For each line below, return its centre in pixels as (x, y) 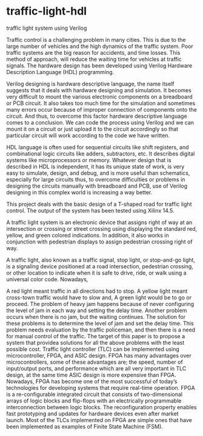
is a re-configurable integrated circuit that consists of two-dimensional (95, 394)
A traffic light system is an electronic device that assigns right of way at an (99, 222)
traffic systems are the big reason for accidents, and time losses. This (93, 52)
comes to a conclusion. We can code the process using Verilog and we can (100, 122)
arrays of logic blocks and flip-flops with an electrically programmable (94, 400)
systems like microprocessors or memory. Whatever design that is (89, 160)
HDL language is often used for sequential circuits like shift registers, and (98, 147)
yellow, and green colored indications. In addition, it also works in (88, 235)
